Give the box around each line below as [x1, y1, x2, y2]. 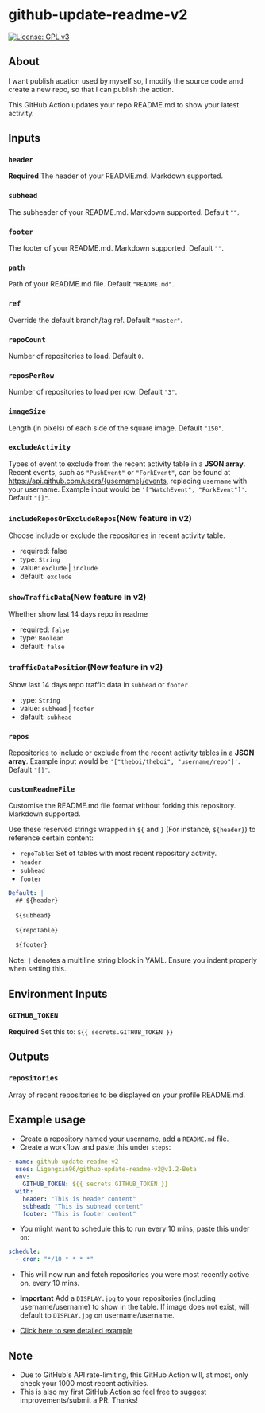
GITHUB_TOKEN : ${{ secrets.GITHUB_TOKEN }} [22, 1180, 169, 1189]
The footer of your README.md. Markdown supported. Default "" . [8, 243, 225, 253]
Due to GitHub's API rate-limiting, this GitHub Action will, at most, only [19, 1370, 248, 1380]
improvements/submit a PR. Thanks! [19, 1395, 139, 1405]
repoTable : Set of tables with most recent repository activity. [19, 849, 217, 858]
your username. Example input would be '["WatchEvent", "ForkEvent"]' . [8, 484, 248, 494]
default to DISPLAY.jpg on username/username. [19, 1310, 175, 1320]
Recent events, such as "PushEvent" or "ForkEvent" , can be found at [8, 467, 231, 477]
